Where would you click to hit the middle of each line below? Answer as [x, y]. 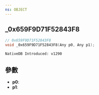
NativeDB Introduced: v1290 [34, 54]
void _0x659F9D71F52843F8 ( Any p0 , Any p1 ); [50, 45]
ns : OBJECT [16, 9]
